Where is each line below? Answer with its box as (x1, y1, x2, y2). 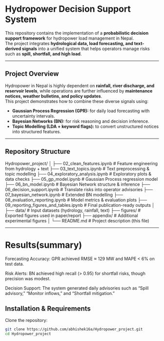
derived (5, 46, 21, 51)
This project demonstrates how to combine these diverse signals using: (5, 98, 149, 104)
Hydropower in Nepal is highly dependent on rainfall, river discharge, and (5, 82, 155, 89)
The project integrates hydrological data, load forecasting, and (5, 40, 133, 46)
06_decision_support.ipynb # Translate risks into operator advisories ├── (5, 186, 153, 192)
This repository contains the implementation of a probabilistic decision (5, 30, 149, 36)
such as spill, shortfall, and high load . (5, 50, 82, 57)
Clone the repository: (5, 317, 48, 323)
